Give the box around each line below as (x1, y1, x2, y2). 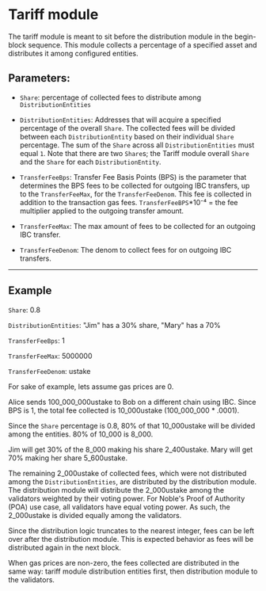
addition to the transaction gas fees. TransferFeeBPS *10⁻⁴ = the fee (19, 197, 238, 207)
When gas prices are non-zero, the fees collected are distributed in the (8, 558, 240, 567)
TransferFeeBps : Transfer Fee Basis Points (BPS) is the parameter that (19, 172, 247, 181)
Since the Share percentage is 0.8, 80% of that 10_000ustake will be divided (8, 421, 256, 430)
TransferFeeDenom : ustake (8, 366, 91, 376)
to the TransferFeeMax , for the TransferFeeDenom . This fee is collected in (19, 189, 252, 199)
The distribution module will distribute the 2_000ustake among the (8, 485, 224, 494)
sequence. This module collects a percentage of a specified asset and (27, 40, 257, 49)
